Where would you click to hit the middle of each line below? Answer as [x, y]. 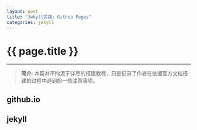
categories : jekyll [30, 22]
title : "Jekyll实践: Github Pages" [49, 17]
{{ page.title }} [43, 51]
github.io [23, 99]
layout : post [23, 11]
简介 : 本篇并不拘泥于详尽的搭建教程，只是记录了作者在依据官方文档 [102, 73]
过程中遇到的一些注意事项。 [65, 81]
